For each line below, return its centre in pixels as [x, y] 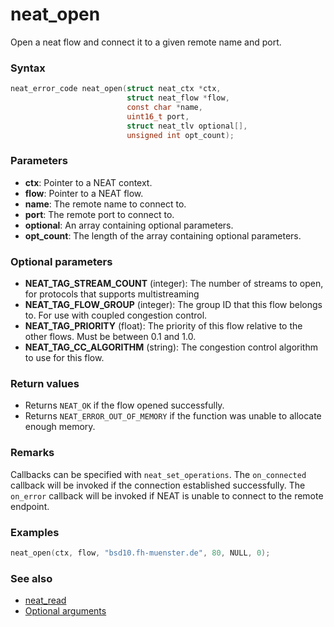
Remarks [32, 453]
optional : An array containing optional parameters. [129, 225]
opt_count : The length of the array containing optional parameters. [163, 235]
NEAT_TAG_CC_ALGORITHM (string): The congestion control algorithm [171, 347]
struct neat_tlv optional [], [187, 126]
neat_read [45, 600]
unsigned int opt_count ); [180, 135]
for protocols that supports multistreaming [112, 294]
